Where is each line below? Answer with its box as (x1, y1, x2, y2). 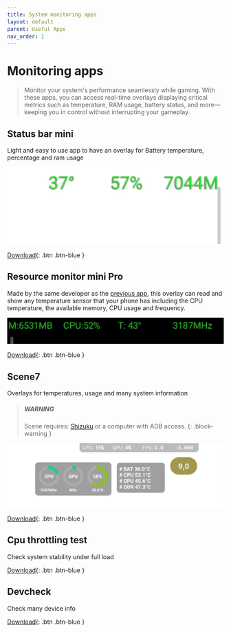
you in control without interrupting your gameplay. (48, 108, 190, 116)
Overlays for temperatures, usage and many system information (7, 389, 188, 397)
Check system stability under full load (7, 552, 115, 560)
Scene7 (7, 371, 41, 382)
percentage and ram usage (7, 153, 84, 162)
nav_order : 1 (7, 33, 45, 40)
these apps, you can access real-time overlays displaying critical (23, 94, 208, 102)
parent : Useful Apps (7, 25, 67, 32)
